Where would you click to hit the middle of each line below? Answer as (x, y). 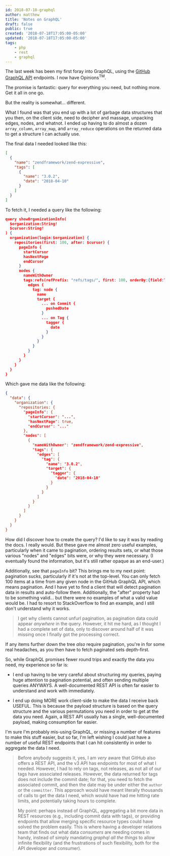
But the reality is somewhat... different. (46, 103)
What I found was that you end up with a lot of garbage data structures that (84, 112)
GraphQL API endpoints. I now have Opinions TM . (56, 77)
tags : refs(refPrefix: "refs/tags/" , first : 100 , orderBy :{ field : (94, 280)
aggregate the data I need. (33, 748)
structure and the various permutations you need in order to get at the (86, 711)
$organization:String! (34, 224)
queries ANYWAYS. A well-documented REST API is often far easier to (86, 685)
